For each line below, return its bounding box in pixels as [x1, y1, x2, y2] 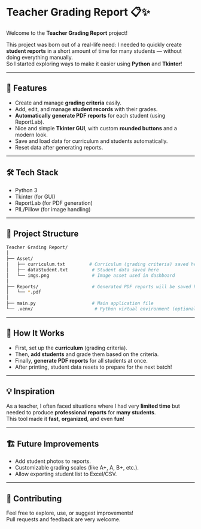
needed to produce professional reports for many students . [6, 408, 156, 416]
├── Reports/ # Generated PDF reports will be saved [6, 283, 191, 289]
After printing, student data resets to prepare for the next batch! [14, 363, 172, 370]
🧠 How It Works [6, 328, 65, 339]
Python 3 [14, 186, 38, 193]
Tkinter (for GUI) [14, 193, 56, 200]
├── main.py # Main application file [6, 300, 154, 307]
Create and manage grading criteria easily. [14, 99, 121, 106]
